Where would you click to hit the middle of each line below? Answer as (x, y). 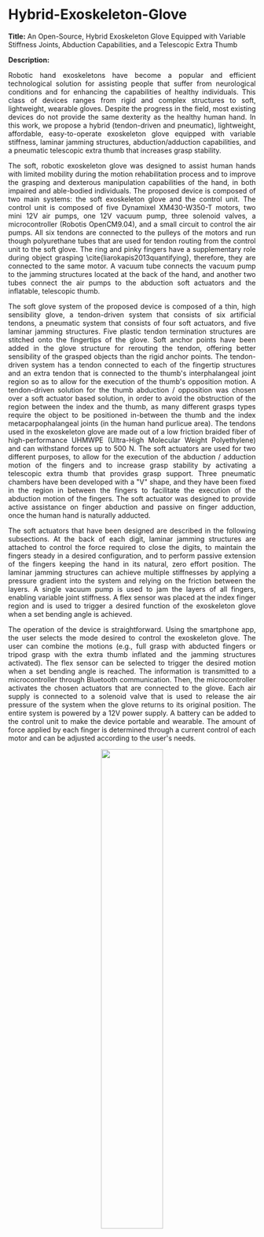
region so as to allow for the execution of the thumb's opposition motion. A (132, 381)
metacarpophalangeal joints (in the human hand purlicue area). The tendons (132, 423)
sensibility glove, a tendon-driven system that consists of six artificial (132, 314)
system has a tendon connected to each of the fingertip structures (143, 364)
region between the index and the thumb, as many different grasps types (132, 406)
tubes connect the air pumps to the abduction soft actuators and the (132, 282)
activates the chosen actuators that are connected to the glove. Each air (132, 688)
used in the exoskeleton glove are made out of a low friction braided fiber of (132, 431)
